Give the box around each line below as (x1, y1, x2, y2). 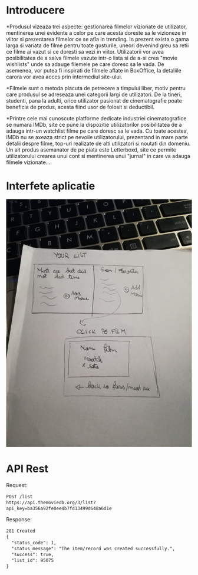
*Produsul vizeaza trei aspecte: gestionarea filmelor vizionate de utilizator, (6, 23, 187, 30)
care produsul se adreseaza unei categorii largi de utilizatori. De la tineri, (6, 91, 182, 98)
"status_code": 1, (11, 540, 57, 546)
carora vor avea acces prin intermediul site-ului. (6, 73, 123, 80)
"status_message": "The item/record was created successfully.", (11, 546, 176, 551)
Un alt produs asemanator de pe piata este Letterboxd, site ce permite (6, 146, 177, 153)
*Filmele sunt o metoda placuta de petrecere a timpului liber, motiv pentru (6, 84, 186, 91)
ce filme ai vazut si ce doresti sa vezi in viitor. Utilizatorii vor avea (6, 48, 164, 55)
